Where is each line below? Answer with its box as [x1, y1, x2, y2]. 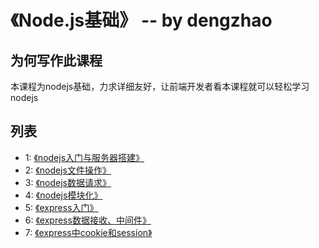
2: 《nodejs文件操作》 [24, 164, 112, 176]
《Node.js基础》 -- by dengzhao [10, 9, 273, 32]
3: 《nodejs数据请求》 [24, 176, 112, 188]
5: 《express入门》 [24, 201, 99, 213]
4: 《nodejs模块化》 [24, 189, 103, 201]
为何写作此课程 [10, 52, 103, 69]
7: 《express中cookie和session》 [24, 226, 153, 238]
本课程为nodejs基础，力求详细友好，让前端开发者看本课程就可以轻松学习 [10, 81, 310, 92]
